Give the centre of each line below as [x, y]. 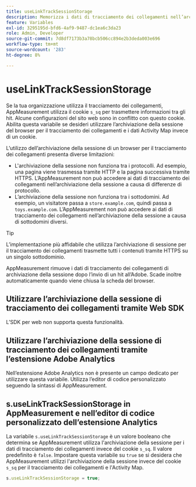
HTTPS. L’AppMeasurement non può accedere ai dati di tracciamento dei [102, 178]
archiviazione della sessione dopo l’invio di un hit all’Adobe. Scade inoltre [94, 274]
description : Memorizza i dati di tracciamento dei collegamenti [87, 17]
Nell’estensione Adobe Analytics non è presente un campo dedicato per [92, 373]
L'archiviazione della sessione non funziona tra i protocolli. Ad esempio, [101, 165]
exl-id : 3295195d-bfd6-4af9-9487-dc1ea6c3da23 [64, 28]
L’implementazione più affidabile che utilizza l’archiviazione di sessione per [96, 244]
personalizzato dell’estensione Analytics [82, 422]
